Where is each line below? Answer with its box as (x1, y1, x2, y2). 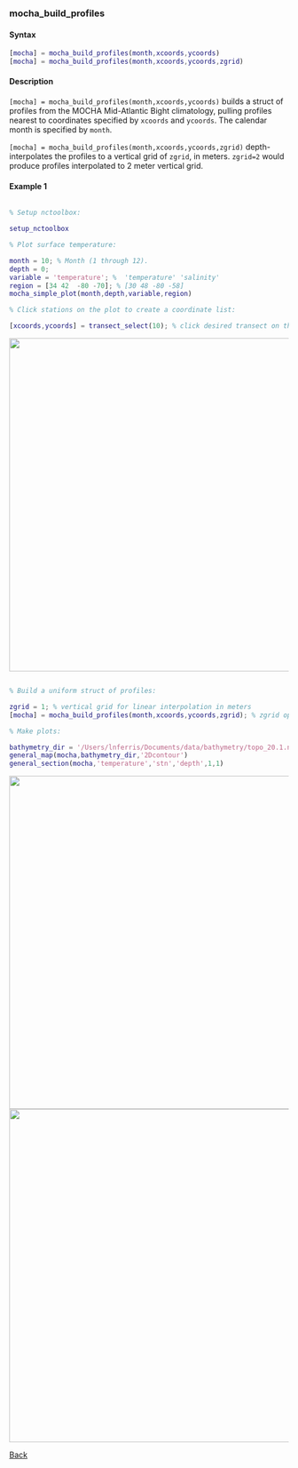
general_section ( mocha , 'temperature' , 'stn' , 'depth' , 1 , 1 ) (9, 759, 224, 769)
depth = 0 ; (9, 265, 50, 274)
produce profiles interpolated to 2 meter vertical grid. (9, 161, 204, 172)
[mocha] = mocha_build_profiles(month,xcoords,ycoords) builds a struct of (9, 96, 284, 107)
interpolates (9, 151, 53, 162)
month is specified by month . (9, 124, 113, 135)
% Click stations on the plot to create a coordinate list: (9, 306, 237, 315)
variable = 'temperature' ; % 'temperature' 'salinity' (9, 273, 220, 282)
